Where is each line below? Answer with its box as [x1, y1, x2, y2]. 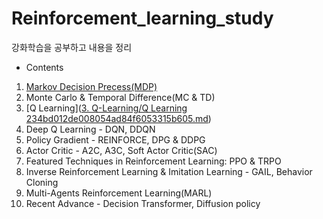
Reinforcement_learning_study [11, 7, 274, 30]
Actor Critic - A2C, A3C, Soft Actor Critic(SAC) [25, 144, 218, 156]
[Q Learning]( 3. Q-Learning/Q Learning [25, 102, 188, 114]
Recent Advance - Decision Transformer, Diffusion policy [25, 197, 261, 209]
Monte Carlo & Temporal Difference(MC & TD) [25, 91, 216, 103]
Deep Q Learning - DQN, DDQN [25, 123, 156, 135]
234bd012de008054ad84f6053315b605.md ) [25, 112, 212, 124]
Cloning [25, 176, 59, 188]
